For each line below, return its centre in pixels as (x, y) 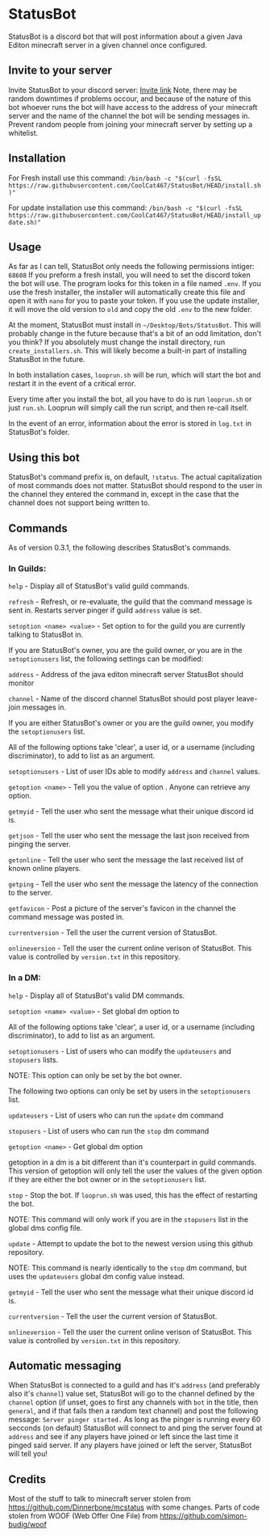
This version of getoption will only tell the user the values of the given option (135, 1171)
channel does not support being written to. (79, 503)
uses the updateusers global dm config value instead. (97, 1276)
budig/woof (27, 1525)
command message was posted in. (66, 917)
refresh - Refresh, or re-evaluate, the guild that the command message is (130, 602)
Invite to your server (60, 71)
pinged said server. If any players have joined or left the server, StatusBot (130, 1445)
